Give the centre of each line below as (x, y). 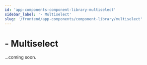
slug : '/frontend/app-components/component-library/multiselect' (73, 19)
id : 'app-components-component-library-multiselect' (60, 10)
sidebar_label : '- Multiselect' (38, 14)
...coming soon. (21, 57)
